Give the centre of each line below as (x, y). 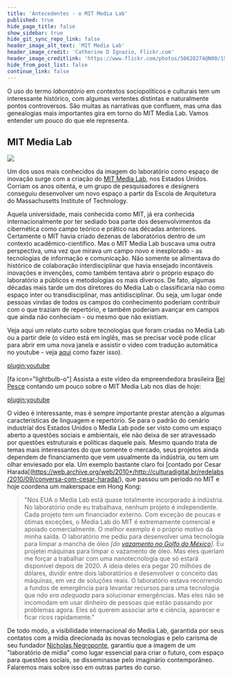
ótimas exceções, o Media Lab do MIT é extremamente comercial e (119, 522)
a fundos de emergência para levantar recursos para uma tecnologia (122, 588)
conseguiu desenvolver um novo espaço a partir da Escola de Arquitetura (112, 193)
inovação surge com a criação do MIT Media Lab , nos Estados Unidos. (108, 179)
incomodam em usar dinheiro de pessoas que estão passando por (118, 603)
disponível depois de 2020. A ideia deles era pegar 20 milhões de (117, 566)
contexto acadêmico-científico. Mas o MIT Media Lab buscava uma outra (112, 244)
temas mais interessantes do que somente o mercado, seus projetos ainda (113, 450)
